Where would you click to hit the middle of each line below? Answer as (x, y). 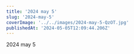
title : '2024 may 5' (32, 11)
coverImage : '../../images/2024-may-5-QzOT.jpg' (68, 22)
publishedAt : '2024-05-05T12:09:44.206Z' (58, 28)
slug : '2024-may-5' (30, 17)
